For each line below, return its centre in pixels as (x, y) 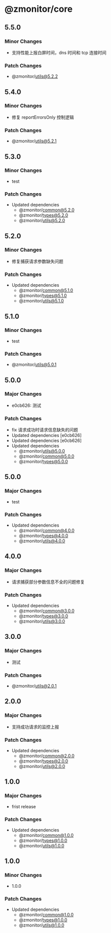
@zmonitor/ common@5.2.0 (46, 210)
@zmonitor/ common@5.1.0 (46, 290)
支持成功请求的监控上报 (35, 727)
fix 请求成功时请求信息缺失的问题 (45, 430)
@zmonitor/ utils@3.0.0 (42, 621)
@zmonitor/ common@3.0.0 (46, 611)
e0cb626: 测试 (26, 405)
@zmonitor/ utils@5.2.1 (34, 141)
